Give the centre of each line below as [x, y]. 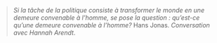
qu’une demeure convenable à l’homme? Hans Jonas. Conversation [111, 25]
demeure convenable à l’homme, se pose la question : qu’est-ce [106, 18]
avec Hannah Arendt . [44, 32]
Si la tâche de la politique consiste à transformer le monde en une [109, 10]
